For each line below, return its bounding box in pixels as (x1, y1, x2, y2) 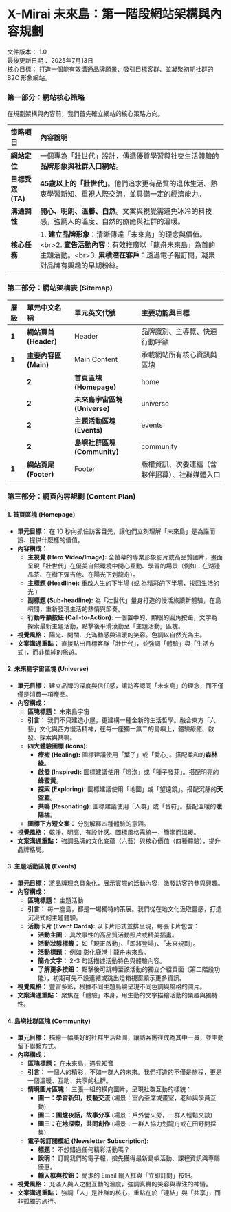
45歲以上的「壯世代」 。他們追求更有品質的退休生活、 (40, 179, 211, 188)
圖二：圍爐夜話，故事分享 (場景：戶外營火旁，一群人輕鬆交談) (37, 1111, 213, 1120)
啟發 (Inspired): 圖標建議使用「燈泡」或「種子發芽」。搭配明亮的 (37, 767, 219, 776)
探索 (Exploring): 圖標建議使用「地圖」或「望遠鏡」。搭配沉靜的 (37, 784, 217, 793)
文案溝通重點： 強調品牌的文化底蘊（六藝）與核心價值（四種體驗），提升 (16, 836, 221, 845)
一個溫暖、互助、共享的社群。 (27, 1077, 112, 1085)
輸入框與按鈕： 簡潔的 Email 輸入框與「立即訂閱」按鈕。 (37, 1171, 197, 1180)
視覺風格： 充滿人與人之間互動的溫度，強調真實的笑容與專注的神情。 (16, 1180, 212, 1189)
